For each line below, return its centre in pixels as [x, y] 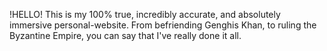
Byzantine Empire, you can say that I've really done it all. [125, 35]
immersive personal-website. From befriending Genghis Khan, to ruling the [163, 25]
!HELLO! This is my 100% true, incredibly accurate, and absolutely [145, 14]
